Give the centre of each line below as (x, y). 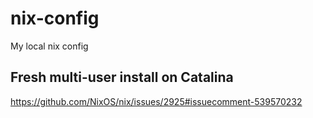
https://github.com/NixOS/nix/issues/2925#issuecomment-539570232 (156, 101)
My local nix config (49, 46)
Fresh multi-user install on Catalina (122, 77)
